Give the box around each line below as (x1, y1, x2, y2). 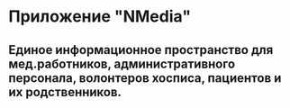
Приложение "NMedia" (8, 6, 191, 27)
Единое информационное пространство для (8, 42, 274, 58)
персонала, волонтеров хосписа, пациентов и (8, 70, 282, 85)
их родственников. (8, 84, 122, 100)
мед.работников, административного (8, 56, 236, 71)
